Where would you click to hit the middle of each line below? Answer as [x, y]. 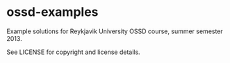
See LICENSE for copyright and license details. [73, 52]
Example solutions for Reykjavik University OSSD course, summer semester [115, 31]
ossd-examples [52, 12]
